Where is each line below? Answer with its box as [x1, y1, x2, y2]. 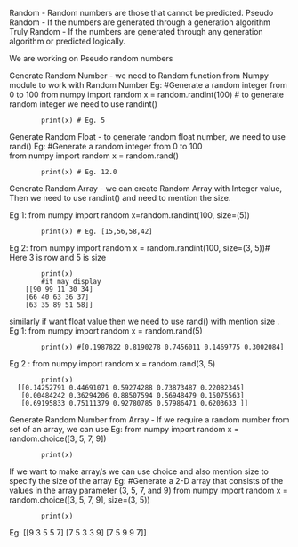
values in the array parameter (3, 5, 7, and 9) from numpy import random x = [9, 485, 288, 495]
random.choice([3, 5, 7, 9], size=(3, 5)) [9, 495, 150, 505]
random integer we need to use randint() [9, 99, 158, 109]
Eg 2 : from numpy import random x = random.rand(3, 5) [9, 358, 216, 368]
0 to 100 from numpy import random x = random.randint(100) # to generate [9, 89, 285, 100]
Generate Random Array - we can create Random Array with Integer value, [9, 183, 283, 194]
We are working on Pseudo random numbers [9, 53, 173, 63]
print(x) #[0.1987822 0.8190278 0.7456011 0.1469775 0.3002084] [41, 342, 285, 351]
